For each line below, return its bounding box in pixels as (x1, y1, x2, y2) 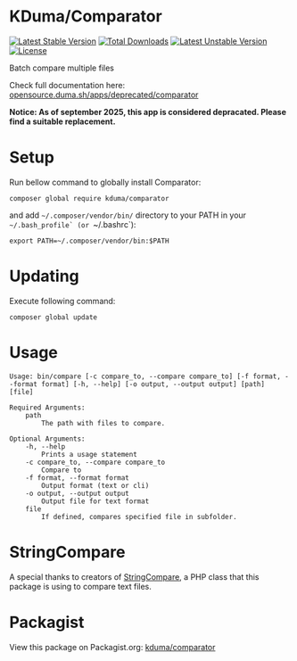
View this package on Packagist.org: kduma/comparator (9, 641, 216, 652)
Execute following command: (9, 295, 116, 306)
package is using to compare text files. (9, 581, 152, 591)
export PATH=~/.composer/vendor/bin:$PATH (9, 236, 169, 245)
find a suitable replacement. (9, 116, 116, 127)
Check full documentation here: (9, 79, 126, 90)
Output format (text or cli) (41, 481, 150, 490)
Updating (9, 266, 80, 286)
